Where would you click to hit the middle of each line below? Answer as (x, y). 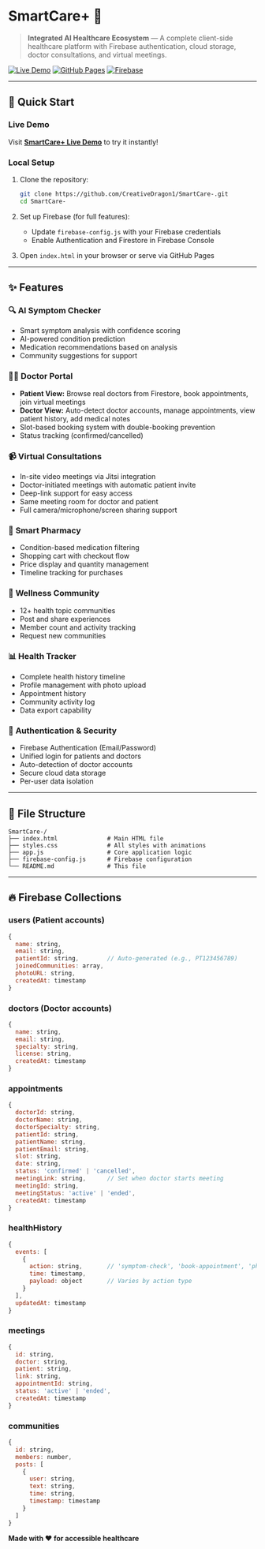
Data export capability (56, 710)
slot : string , (38, 1156)
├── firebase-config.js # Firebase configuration (100, 859)
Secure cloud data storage (63, 773)
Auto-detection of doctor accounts (76, 765)
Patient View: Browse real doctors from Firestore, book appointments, (134, 393)
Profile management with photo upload (83, 685)
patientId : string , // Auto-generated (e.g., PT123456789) (127, 959)
